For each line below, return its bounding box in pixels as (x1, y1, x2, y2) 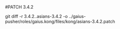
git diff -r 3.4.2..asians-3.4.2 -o (5, 14, 68, 19)
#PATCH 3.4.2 (5, 4, 33, 10)
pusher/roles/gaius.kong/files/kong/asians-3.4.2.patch (5, 19, 115, 24)
